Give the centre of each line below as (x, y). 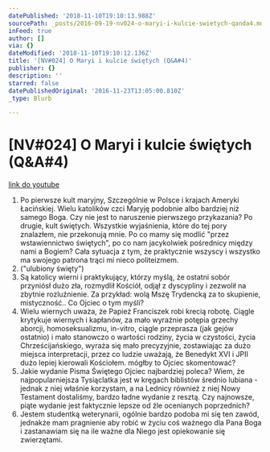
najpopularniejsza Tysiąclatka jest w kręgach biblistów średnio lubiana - (139, 380)
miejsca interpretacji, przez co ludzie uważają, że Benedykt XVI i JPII (134, 355)
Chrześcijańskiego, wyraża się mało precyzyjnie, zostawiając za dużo (135, 346)
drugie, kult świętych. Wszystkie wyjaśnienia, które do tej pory (123, 226)
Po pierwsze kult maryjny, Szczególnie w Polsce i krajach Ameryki (129, 200)
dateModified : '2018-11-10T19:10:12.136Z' (80, 53)
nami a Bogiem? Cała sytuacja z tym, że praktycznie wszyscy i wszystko (140, 251)
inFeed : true (30, 31)
